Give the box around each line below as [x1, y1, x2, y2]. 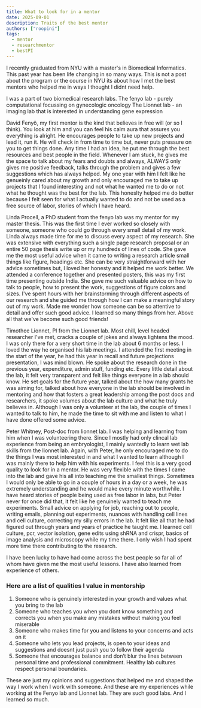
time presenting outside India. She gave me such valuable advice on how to [6, 277, 193, 285]
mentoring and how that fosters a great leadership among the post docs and [6, 391, 194, 398]
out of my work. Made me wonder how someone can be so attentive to [6, 302, 181, 310]
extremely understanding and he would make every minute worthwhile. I [6, 485, 184, 492]
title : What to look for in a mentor [6, 8, 100, 15]
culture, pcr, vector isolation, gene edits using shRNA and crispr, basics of [6, 530, 189, 537]
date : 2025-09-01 [6, 14, 50, 20]
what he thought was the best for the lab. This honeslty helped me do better [6, 189, 194, 196]
